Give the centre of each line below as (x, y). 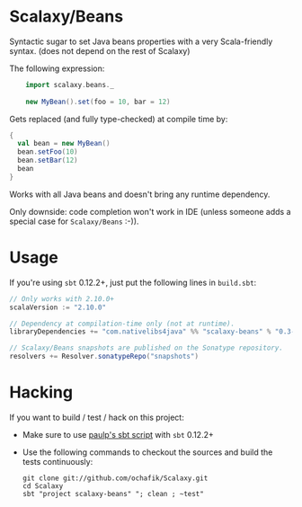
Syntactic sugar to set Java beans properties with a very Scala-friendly (141, 41)
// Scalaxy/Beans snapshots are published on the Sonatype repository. (146, 348)
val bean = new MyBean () (64, 144)
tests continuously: (58, 461)
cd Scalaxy (43, 486)
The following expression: (57, 68)
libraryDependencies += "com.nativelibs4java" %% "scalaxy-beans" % (140, 332)
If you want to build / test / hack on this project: (97, 417)
